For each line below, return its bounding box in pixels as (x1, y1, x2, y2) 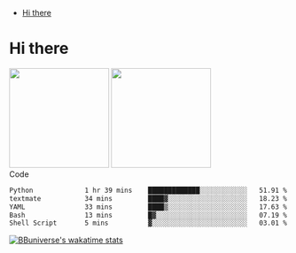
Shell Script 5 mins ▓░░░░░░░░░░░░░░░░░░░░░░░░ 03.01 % (9, 218, 288, 228)
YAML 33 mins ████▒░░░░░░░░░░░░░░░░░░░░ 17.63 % (9, 203, 288, 211)
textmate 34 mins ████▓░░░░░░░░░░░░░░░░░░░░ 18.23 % (9, 194, 288, 203)
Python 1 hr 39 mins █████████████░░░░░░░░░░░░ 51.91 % (9, 186, 288, 195)
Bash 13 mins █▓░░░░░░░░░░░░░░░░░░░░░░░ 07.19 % (9, 211, 288, 219)
